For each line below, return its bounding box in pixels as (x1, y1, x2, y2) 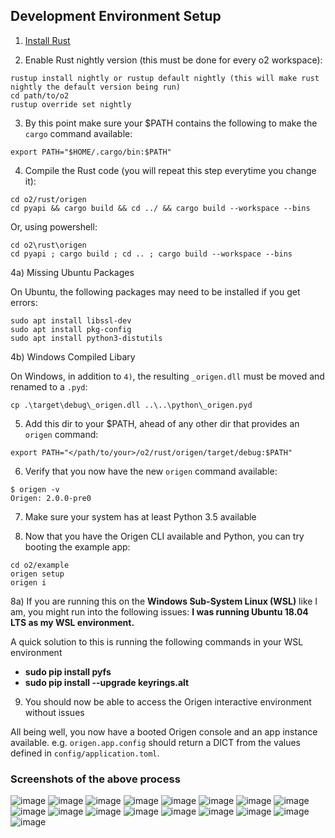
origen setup (10, 569, 65, 579)
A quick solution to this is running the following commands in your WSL (10, 635, 304, 648)
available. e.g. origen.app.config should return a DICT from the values (10, 736, 301, 748)
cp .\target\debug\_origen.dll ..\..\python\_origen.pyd (10, 400, 253, 410)
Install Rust (24, 34, 71, 46)
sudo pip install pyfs (24, 665, 112, 678)
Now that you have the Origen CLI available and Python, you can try (24, 530, 305, 542)
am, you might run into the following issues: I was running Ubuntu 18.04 (10, 605, 309, 618)
